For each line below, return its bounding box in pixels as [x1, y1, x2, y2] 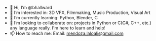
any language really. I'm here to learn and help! [9, 25, 106, 31]
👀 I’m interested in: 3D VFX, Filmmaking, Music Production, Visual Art [9, 10, 151, 15]
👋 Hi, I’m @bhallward [9, 5, 52, 10]
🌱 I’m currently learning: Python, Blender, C [9, 15, 98, 20]
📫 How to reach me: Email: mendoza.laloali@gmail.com [9, 30, 124, 36]
